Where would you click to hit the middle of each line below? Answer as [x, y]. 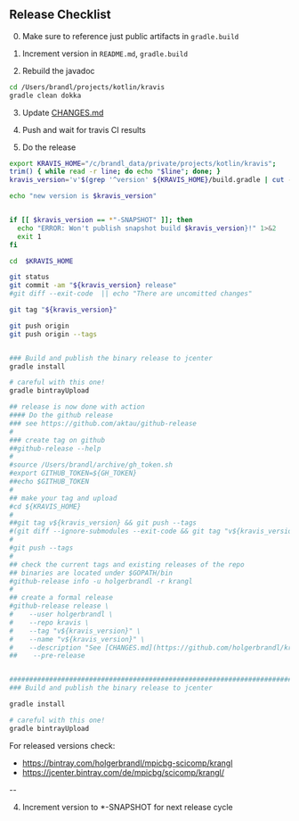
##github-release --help [55, 448]
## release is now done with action [77, 407]
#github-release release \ [59, 606]
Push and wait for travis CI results [84, 129]
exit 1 [29, 236]
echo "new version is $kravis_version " [83, 196]
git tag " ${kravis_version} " [63, 310]
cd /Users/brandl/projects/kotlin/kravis [87, 87]
